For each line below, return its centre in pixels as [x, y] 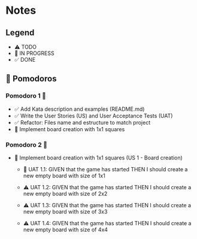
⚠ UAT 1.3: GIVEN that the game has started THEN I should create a [107, 205]
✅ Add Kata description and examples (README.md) [79, 109]
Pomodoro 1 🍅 [26, 96]
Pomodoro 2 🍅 [26, 144]
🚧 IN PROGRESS [34, 53]
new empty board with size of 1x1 [64, 176]
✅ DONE [25, 60]
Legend [20, 33]
